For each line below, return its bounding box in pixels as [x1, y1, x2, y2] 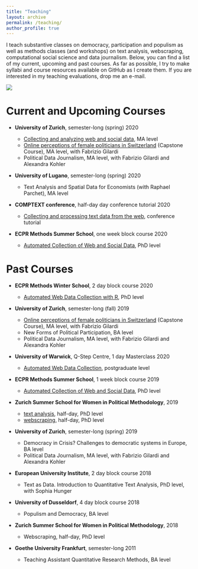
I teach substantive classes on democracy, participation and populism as [6, 41, 183, 48]
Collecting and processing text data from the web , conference [23, 213, 176, 220]
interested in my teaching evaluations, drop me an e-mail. [6, 73, 147, 80]
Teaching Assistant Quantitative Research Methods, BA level [23, 556, 171, 563]
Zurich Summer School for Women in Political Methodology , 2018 [14, 522, 178, 529]
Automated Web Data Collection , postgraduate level [23, 365, 150, 372]
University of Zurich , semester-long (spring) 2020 [14, 124, 139, 131]
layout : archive [6, 14, 46, 20]
